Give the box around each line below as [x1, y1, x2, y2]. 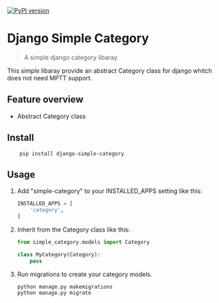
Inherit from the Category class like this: [16, 225, 130, 234]
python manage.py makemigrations [16, 283, 113, 290]
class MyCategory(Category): [16, 251, 101, 258]
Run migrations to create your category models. [16, 270, 152, 278]
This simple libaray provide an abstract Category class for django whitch [7, 66, 213, 75]
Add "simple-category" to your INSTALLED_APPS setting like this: [16, 187, 203, 195]
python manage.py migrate [16, 289, 91, 296]
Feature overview [7, 93, 84, 106]
